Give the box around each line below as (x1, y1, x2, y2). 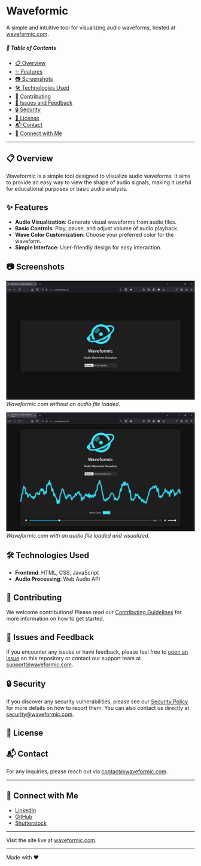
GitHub (14, 813, 33, 820)
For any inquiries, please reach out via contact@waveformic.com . (6, 767, 168, 775)
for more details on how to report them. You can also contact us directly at (6, 704, 190, 711)
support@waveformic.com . (6, 661, 74, 668)
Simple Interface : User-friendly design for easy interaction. (14, 243, 162, 251)
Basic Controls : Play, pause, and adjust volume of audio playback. (14, 224, 179, 231)
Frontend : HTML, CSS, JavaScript (14, 569, 99, 577)
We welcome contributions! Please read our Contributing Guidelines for (6, 608, 182, 615)
